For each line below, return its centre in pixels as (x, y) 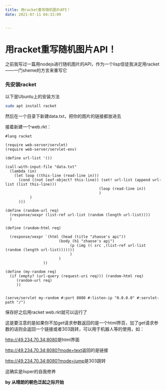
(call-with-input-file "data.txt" (41, 167)
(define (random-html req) (33, 228)
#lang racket (19, 136)
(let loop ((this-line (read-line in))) (57, 175)
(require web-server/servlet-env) (41, 149)
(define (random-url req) (32, 210)
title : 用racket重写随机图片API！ (38, 10)
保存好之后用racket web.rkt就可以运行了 (46, 312)
